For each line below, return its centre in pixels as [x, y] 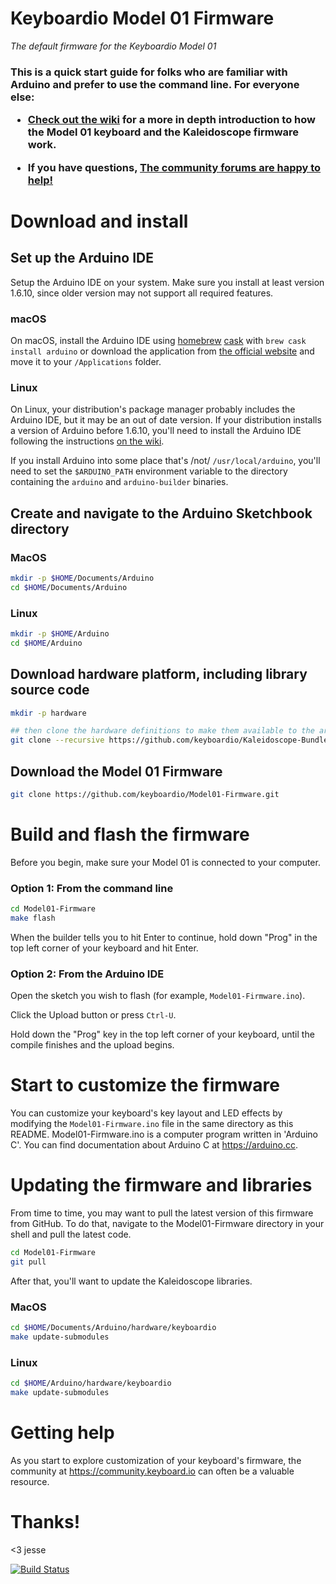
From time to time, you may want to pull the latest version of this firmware [162, 1213]
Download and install [99, 221]
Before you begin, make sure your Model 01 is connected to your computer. [165, 862]
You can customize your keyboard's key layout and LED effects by [146, 1113]
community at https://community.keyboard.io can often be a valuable [152, 1471]
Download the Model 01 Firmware [116, 771]
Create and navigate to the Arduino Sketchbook [161, 513]
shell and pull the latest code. [71, 1234]
